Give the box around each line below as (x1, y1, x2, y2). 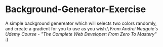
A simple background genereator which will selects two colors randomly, (5, 20, 157, 26)
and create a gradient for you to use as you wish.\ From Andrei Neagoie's (5, 25, 158, 31)
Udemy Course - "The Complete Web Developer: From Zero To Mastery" (5, 31, 157, 37)
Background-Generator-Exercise (5, 4, 146, 15)
